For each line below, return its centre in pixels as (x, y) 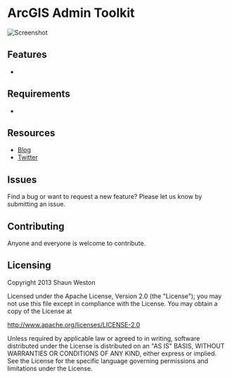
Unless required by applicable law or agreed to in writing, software (104, 338)
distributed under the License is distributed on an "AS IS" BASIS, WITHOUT (116, 346)
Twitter (28, 157)
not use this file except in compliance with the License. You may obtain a (112, 303)
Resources (31, 133)
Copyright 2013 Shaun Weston (51, 282)
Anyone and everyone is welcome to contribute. (77, 243)
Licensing (29, 266)
